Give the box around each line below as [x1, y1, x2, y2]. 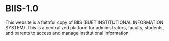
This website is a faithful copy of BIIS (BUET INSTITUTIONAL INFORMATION [5, 19, 164, 25]
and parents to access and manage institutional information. [5, 30, 130, 36]
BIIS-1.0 [5, 3, 39, 14]
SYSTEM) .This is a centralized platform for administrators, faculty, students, [5, 24, 164, 30]
